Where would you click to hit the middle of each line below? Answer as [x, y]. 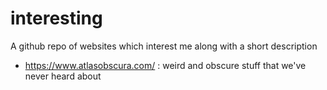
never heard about [63, 76]
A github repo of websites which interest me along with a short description [164, 46]
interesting [56, 18]
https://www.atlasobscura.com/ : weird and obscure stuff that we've [165, 65]
